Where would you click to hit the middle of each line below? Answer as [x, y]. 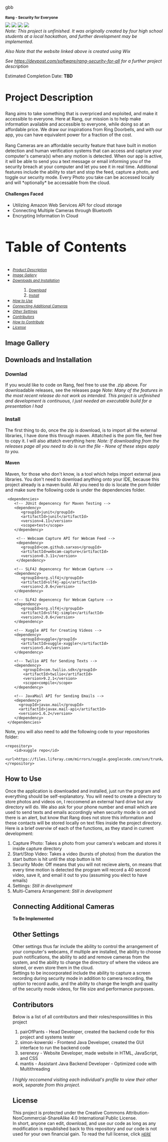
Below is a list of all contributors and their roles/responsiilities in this [82, 1017]
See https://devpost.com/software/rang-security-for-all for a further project [83, 61]
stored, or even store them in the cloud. [53, 968]
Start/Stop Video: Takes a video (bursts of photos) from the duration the [86, 854]
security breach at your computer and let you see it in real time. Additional [81, 167]
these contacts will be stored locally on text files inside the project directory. [84, 823]
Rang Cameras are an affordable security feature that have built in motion [81, 145]
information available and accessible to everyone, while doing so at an [77, 124]
